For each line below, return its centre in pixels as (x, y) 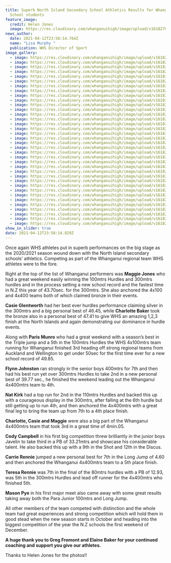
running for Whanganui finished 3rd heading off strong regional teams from (84, 348)
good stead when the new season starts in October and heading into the (81, 519)
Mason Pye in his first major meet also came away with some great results (83, 493)
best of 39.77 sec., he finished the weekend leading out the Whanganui (80, 379)
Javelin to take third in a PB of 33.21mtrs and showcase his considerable (81, 442)
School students (27, 15)
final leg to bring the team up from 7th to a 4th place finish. (67, 411)
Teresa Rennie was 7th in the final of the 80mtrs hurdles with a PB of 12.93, (84, 472)
